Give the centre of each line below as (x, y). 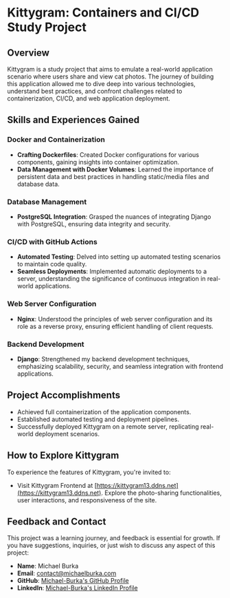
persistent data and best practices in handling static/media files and (113, 176)
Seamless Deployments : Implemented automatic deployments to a (112, 271)
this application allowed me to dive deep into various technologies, (101, 84)
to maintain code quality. (52, 264)
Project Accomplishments (64, 395)
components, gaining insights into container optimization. (98, 162)
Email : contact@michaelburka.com (67, 573)
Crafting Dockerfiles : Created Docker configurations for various (108, 154)
